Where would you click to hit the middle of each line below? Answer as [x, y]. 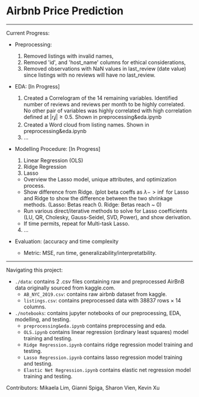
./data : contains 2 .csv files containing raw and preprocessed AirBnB [99, 281]
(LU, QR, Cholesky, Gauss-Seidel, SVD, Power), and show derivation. [107, 217]
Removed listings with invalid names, [68, 56]
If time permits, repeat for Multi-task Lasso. [76, 223]
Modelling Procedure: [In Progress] [57, 149]
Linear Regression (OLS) [53, 160]
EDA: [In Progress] [37, 86]
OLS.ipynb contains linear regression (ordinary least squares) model [106, 332]
